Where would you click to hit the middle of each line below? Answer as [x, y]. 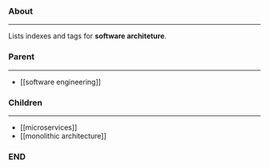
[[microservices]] [48, 127]
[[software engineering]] [60, 82]
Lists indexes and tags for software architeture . [87, 36]
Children [25, 102]
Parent [22, 57]
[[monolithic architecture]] [63, 136]
